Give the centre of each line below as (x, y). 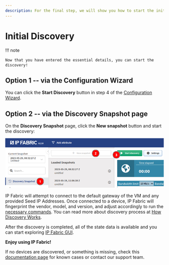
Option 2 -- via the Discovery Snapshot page (77, 114)
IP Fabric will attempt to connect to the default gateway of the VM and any (82, 196)
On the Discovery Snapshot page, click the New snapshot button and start (83, 126)
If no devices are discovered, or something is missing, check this (72, 252)
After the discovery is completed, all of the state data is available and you (81, 227)
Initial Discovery (40, 36)
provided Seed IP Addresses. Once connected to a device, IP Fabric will (80, 201)
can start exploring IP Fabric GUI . (39, 232)
